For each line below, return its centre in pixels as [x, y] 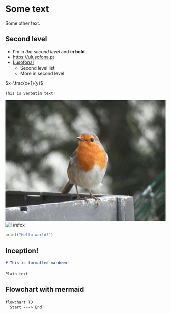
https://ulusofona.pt [33, 57]
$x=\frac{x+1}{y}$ [24, 83]
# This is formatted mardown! [37, 263]
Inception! [22, 251]
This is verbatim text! [31, 93]
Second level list [37, 68]
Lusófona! [23, 62]
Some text [27, 9]
